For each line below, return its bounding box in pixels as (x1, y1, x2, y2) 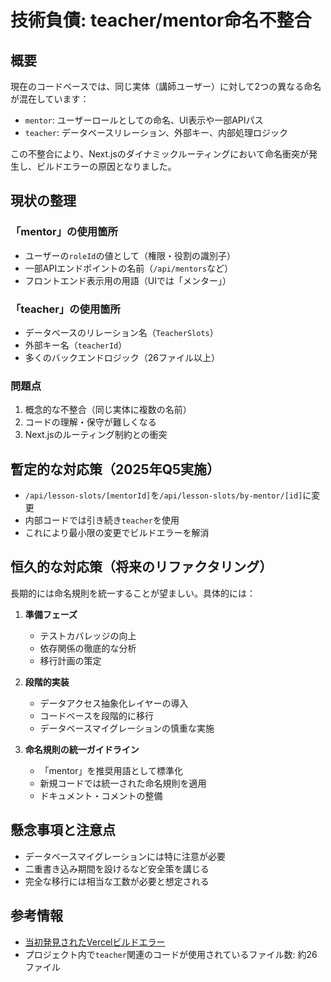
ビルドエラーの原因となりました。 (36, 161, 177, 172)
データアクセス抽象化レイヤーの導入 (39, 697, 189, 709)
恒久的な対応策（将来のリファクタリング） (10, 559, 273, 576)
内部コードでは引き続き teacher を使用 (24, 514, 180, 526)
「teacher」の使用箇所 (10, 302, 121, 316)
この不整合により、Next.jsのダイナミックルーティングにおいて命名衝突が (10, 148, 309, 160)
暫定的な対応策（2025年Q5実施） (10, 461, 221, 478)
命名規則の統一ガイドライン (24, 743, 140, 755)
